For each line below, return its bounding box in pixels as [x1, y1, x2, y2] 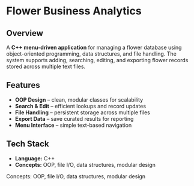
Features [6, 80, 40, 90]
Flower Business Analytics [6, 4, 142, 18]
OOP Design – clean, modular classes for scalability [14, 96, 144, 103]
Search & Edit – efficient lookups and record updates [14, 102, 146, 109]
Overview [6, 28, 44, 38]
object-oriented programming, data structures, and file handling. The [6, 50, 177, 57]
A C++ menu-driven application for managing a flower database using [6, 44, 182, 51]
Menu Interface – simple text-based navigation [14, 121, 132, 129]
